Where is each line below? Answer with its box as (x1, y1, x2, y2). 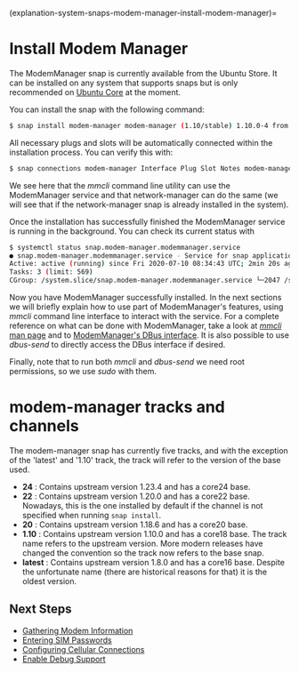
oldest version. (21, 576, 77, 586)
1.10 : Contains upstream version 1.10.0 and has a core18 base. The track (21, 529, 287, 539)
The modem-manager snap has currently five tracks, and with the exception (9, 445, 289, 456)
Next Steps (9, 602, 72, 617)
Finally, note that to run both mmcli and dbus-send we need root (9, 357, 245, 367)
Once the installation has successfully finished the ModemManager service (9, 216, 286, 227)
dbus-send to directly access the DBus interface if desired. (9, 340, 226, 350)
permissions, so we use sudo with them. (9, 366, 158, 377)
